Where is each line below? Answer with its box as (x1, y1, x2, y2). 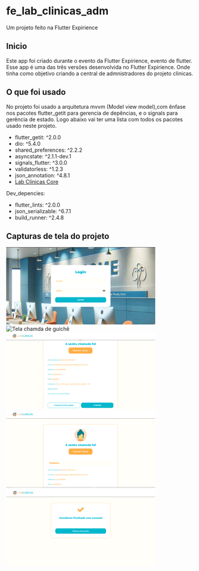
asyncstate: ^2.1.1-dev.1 (14, 152, 71, 159)
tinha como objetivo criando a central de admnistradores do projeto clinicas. (6, 70, 194, 77)
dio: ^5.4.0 (14, 140, 41, 147)
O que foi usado (6, 87, 66, 97)
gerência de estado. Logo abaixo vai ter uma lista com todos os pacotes (6, 115, 183, 123)
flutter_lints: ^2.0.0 (14, 201, 61, 208)
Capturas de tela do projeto (6, 231, 110, 241)
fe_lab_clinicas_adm (6, 4, 109, 18)
